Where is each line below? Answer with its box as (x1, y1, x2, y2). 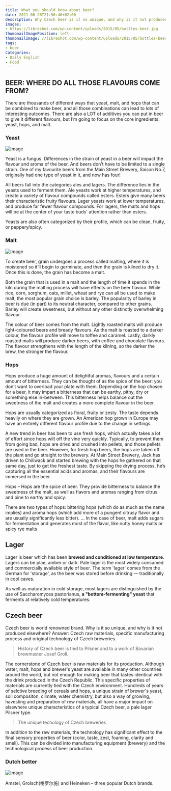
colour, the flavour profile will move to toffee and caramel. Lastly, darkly (5, 332, 156, 338)
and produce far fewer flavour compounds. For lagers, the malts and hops (5, 203, 160, 209)
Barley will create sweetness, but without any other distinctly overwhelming (5, 306, 164, 312)
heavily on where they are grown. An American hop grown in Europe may (5, 415, 159, 421)
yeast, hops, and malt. (5, 122, 52, 128)
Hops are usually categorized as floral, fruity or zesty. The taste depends (5, 410, 159, 416)
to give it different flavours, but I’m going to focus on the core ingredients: (5, 116, 160, 122)
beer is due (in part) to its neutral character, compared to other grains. (5, 301, 153, 307)
